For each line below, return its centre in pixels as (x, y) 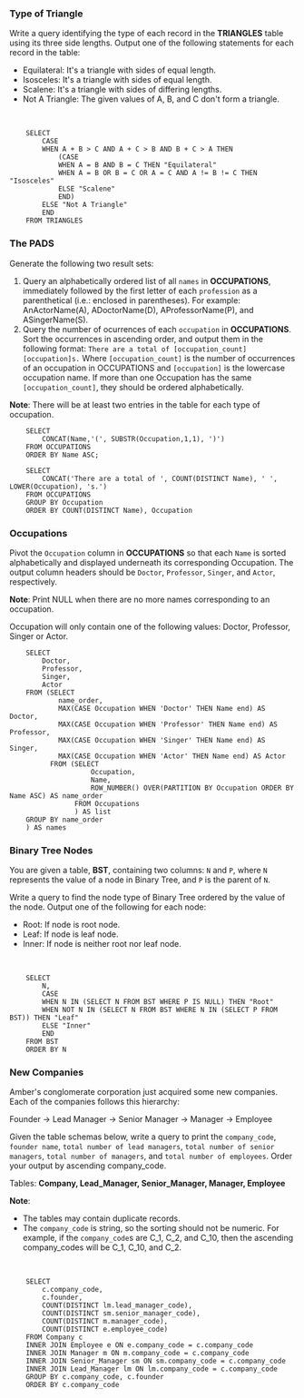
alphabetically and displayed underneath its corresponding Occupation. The (152, 562)
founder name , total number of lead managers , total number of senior (142, 1147)
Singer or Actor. (39, 636)
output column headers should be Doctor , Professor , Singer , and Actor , (142, 572)
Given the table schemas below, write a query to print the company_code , (143, 1137)
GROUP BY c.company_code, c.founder (95, 1377)
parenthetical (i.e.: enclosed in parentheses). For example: (131, 300)
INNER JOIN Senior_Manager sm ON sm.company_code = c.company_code (156, 1361)
